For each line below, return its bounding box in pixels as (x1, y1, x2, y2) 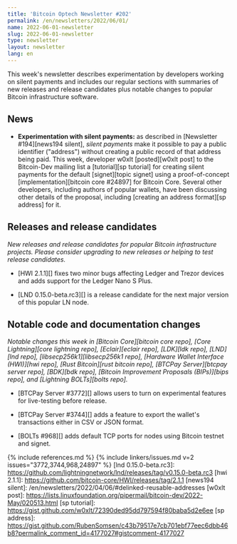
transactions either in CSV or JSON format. (17, 418, 144, 426)
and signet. (17, 439, 51, 448)
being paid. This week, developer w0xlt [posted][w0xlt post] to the (17, 155, 214, 163)
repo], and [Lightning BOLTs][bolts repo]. (7, 375, 128, 384)
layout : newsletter (7, 43, 65, 51)
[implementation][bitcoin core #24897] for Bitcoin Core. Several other (17, 178, 222, 186)
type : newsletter (7, 37, 59, 44)
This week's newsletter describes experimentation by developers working (7, 69, 224, 78)
